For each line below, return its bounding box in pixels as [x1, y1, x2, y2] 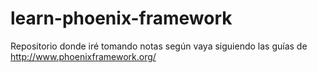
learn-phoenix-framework [10, 7, 233, 30]
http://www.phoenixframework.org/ [10, 50, 157, 62]
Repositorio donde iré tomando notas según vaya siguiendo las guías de [10, 40, 308, 52]
